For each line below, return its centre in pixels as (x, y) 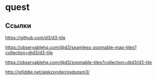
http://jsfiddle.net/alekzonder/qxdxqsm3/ (47, 72)
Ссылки (18, 26)
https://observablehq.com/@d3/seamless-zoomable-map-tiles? (71, 47)
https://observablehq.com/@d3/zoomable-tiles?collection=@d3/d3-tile (78, 62)
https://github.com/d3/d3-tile (35, 37)
